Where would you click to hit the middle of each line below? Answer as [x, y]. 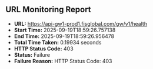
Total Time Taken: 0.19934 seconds [58, 42]
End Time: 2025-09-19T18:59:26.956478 [64, 36]
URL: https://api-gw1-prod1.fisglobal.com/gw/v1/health [81, 23]
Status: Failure [32, 54]
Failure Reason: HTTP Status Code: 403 [63, 61]
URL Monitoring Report [49, 10]
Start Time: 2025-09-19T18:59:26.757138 [65, 30]
